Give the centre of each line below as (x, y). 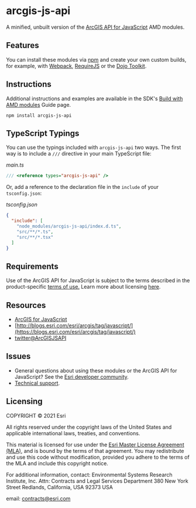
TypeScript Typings (43, 133)
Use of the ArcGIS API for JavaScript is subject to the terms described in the (98, 280)
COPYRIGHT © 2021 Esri (36, 415)
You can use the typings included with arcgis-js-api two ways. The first (94, 147)
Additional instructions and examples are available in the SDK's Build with (94, 99)
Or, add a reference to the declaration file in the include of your (82, 187)
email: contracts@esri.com (38, 498)
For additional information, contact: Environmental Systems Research (89, 475)
